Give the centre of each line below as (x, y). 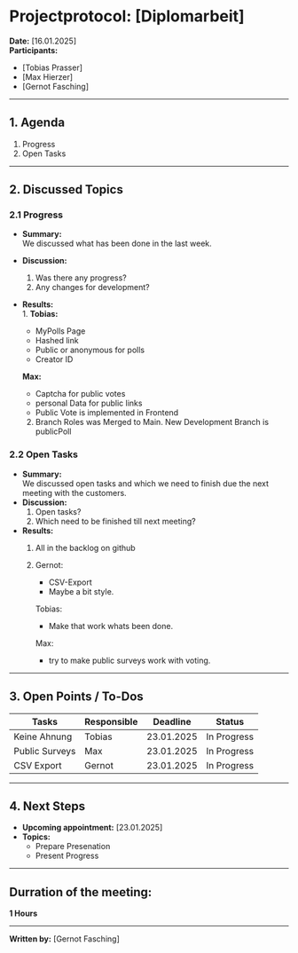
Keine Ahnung (43, 736)
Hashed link (57, 341)
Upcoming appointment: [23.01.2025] (92, 828)
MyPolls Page (60, 331)
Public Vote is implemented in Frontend (107, 413)
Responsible (111, 721)
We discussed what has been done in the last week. (117, 244)
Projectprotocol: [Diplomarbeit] (127, 16)
